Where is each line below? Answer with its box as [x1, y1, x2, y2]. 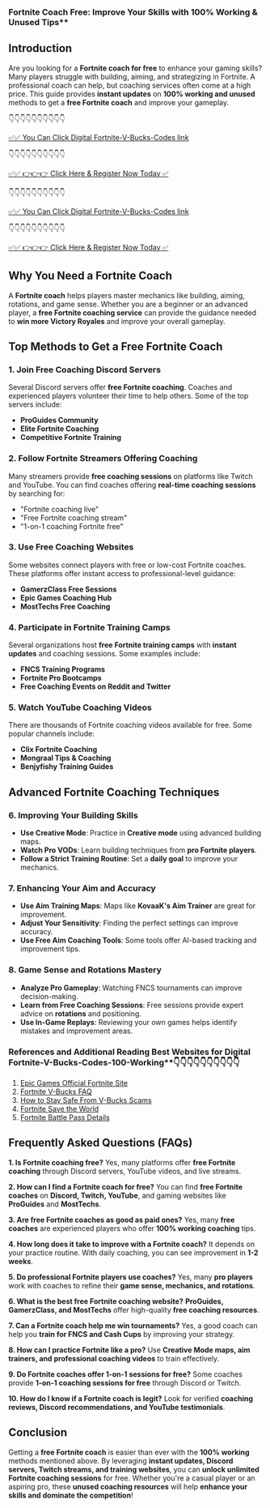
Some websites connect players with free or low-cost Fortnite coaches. [8, 560, 247, 570]
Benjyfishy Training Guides [19, 762, 114, 771]
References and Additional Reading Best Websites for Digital [8, 1046, 251, 1057]
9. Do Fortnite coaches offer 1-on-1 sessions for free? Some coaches [8, 1369, 243, 1379]
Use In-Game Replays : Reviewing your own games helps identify [19, 1017, 238, 1027]
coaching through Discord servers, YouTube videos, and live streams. [8, 1166, 242, 1176]
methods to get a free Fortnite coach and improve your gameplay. [8, 97, 229, 107]
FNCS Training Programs [19, 664, 106, 674]
